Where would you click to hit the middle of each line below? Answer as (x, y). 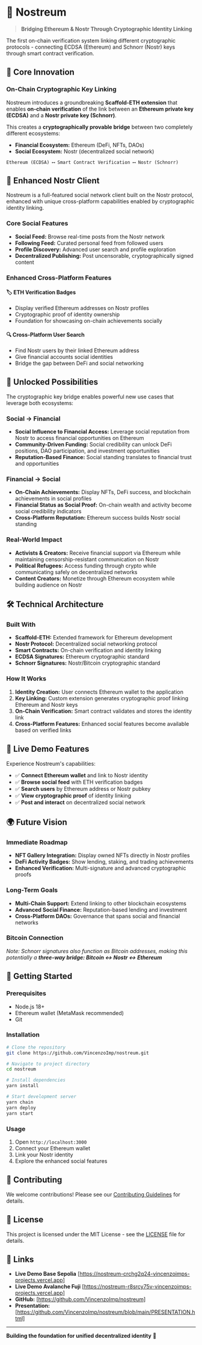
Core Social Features (37, 224)
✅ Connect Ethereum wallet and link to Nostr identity (81, 775)
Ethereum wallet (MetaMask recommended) (69, 1013)
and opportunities (37, 464)
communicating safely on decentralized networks (76, 572)
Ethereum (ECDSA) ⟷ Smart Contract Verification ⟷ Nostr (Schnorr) (93, 162)
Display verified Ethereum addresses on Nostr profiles (82, 308)
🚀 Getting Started (39, 976)
